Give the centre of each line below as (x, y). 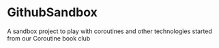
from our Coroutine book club (49, 38)
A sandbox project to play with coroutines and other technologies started (110, 31)
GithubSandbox (52, 13)
